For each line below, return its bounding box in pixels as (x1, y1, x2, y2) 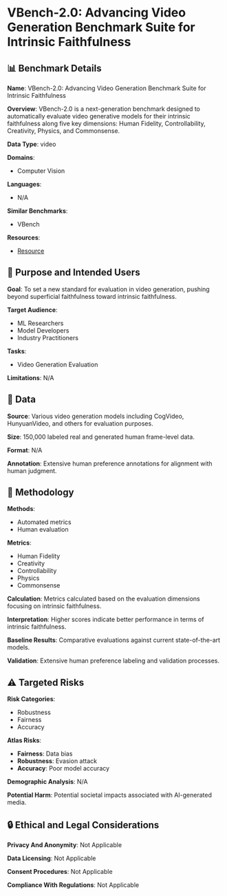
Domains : (7, 154, 35, 161)
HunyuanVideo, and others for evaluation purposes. (7, 419, 153, 428)
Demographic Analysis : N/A (7, 778, 88, 786)
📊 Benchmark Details (7, 62, 102, 74)
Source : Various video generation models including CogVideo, (7, 412, 184, 420)
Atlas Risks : (7, 736, 42, 744)
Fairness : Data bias (17, 749, 73, 758)
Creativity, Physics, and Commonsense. (7, 127, 120, 135)
